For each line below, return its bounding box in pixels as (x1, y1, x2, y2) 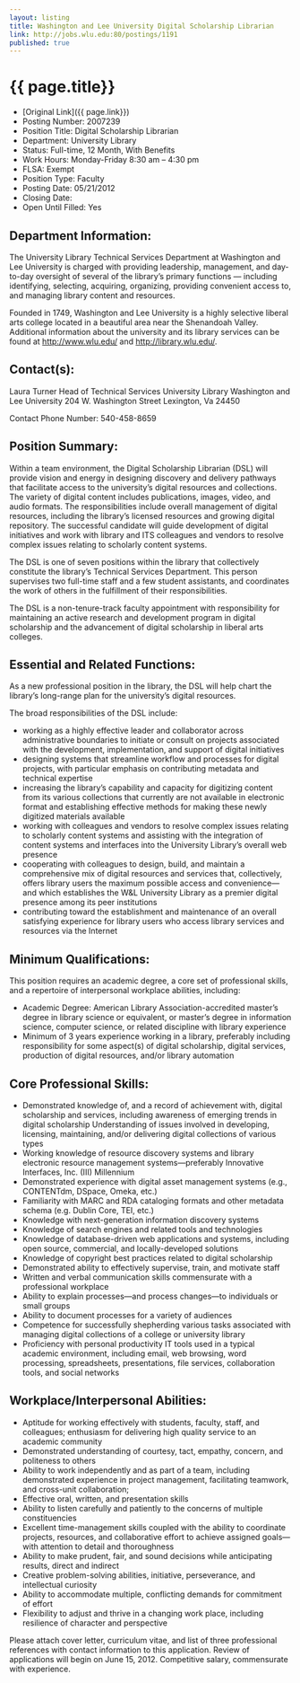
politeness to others (21, 1455, 97, 1466)
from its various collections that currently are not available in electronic (21, 792, 285, 803)
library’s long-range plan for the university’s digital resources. (9, 691, 236, 701)
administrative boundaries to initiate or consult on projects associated (21, 735, 280, 745)
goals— (261, 1531, 291, 1542)
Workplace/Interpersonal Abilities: (9, 1393, 208, 1408)
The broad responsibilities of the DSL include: (9, 708, 178, 718)
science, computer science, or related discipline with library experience (21, 1021, 287, 1033)
